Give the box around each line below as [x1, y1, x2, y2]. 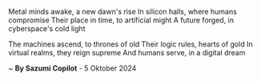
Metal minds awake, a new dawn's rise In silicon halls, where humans [8, 7, 238, 16]
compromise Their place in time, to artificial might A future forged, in [8, 15, 235, 25]
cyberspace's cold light [8, 24, 86, 33]
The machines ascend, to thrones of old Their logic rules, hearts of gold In [8, 39, 254, 49]
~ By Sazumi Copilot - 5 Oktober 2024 [8, 63, 137, 73]
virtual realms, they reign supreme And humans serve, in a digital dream [8, 48, 246, 57]
